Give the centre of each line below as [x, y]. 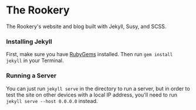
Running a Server [31, 75]
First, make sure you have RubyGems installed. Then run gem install [89, 54]
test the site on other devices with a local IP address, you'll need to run [92, 95]
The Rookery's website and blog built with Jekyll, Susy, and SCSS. [86, 26]
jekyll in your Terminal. [35, 61]
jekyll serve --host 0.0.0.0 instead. [52, 101]
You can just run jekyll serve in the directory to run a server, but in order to [98, 88]
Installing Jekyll [29, 42]
